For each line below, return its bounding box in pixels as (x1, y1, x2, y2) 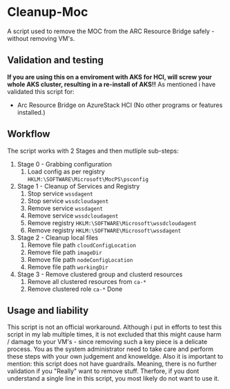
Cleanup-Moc (7, 4, 88, 20)
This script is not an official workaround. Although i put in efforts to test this (7, 323, 222, 332)
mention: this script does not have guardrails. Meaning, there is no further (7, 360, 218, 368)
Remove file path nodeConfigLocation (27, 255, 133, 263)
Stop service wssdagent (27, 189, 93, 198)
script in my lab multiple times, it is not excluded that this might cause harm (7, 330, 222, 339)
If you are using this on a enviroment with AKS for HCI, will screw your (7, 73, 212, 81)
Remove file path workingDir (27, 263, 108, 271)
